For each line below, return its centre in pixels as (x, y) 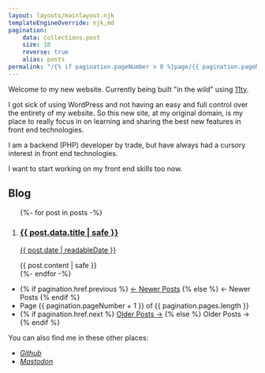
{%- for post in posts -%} (61, 212)
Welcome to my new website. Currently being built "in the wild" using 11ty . (129, 89)
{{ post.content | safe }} (58, 265)
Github (30, 352)
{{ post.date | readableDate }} (68, 250)
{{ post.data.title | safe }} (69, 233)
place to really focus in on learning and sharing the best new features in (125, 121)
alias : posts (44, 60)
